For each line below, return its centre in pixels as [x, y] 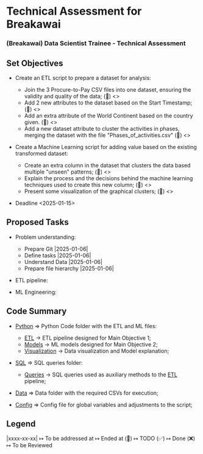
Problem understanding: [45, 237]
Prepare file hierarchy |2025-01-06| [69, 268]
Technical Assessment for [74, 11]
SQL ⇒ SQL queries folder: [49, 362]
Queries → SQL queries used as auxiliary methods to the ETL [101, 375]
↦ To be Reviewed [30, 445]
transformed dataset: [41, 153]
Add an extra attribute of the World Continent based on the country [109, 115]
